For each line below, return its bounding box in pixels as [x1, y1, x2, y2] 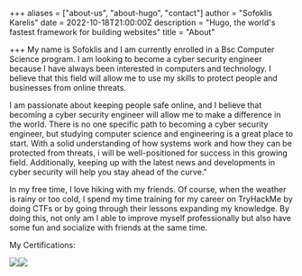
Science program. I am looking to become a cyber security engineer [9, 54, 262, 64]
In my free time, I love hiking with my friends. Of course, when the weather [9, 184, 287, 194]
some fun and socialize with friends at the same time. [9, 222, 208, 233]
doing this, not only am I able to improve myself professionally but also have [9, 213, 291, 223]
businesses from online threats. [9, 83, 126, 93]
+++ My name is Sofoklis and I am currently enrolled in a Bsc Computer [9, 44, 275, 55]
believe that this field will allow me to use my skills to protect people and [9, 73, 278, 84]
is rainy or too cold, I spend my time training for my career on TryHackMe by [9, 193, 293, 204]
